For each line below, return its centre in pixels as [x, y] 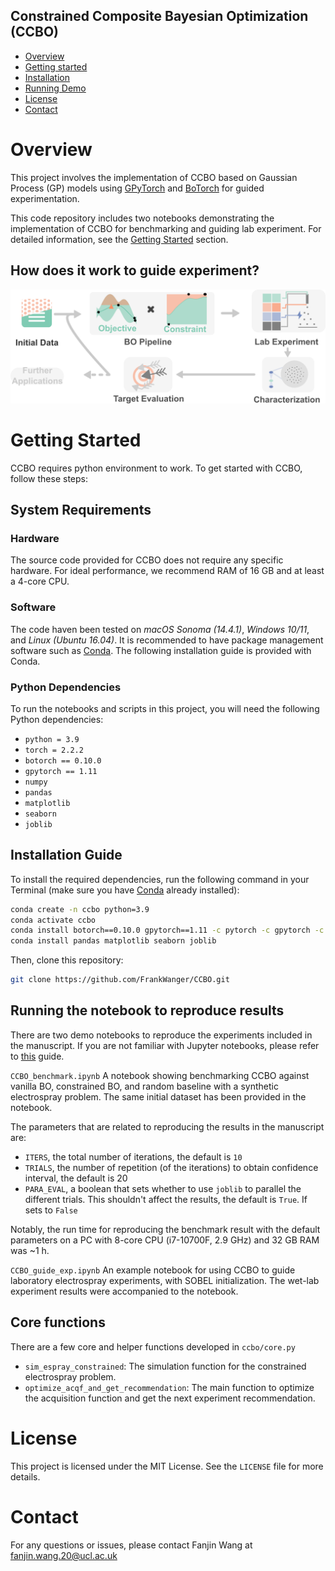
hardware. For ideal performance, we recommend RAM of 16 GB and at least [167, 571]
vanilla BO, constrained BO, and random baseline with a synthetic [144, 1086]
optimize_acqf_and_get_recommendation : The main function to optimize [169, 1387]
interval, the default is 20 [76, 1178]
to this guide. [37, 1056]
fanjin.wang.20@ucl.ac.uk [64, 1555]
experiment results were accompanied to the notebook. [124, 1291]
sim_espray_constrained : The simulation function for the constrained [165, 1366]
